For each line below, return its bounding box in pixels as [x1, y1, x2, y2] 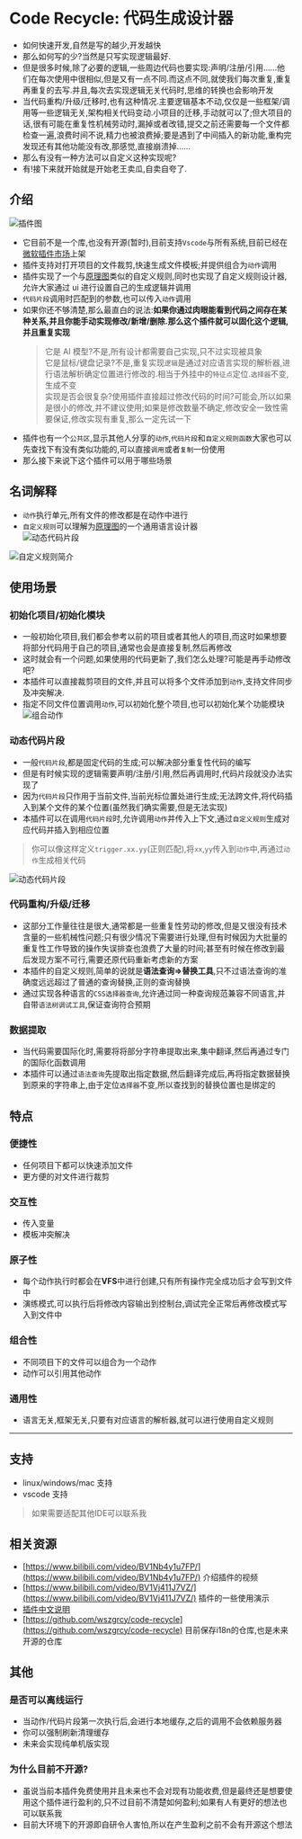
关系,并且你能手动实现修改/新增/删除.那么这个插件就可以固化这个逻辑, [30, 316, 289, 326]
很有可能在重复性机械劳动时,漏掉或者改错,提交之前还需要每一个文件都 [32, 118, 289, 129]
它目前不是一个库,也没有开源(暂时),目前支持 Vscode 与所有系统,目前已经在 [22, 237, 289, 247]
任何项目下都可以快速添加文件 [22, 1159, 133, 1170]
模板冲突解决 [22, 1229, 70, 1240]
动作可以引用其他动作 [22, 1368, 102, 1379]
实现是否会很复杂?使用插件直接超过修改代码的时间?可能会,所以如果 [44, 390, 292, 401]
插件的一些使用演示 [198, 1593, 270, 1603]
